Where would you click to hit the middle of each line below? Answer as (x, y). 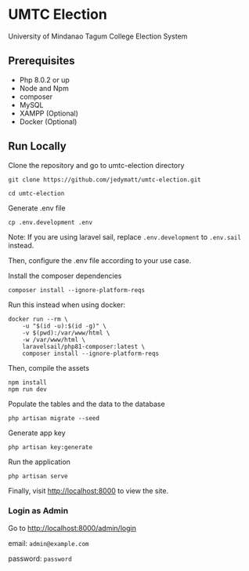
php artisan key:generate (50, 447)
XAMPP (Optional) (49, 113)
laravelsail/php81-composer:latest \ (84, 346)
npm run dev (27, 389)
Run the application (39, 462)
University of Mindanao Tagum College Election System (98, 36)
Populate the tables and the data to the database (87, 404)
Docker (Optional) (48, 121)
